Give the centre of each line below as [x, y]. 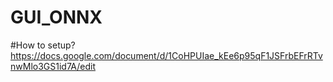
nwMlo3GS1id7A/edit [53, 66]
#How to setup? [43, 45]
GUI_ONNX [56, 17]
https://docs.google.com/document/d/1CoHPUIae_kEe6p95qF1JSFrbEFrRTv [166, 55]
